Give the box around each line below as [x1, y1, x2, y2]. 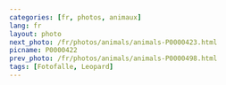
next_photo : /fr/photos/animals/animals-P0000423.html [9, 37, 218, 47]
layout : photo [9, 29, 63, 38]
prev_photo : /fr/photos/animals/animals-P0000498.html [9, 54, 218, 63]
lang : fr [9, 21, 42, 30]
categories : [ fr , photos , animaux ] [9, 12, 142, 22]
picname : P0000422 [9, 46, 78, 55]
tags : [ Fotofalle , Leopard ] [9, 63, 114, 72]
